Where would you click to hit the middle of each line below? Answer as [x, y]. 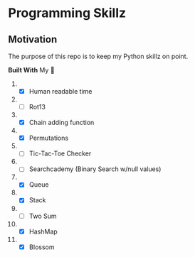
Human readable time [60, 91]
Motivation [33, 39]
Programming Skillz [67, 13]
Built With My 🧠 [32, 70]
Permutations [49, 138]
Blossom [42, 247]
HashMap [43, 231]
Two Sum [43, 216]
